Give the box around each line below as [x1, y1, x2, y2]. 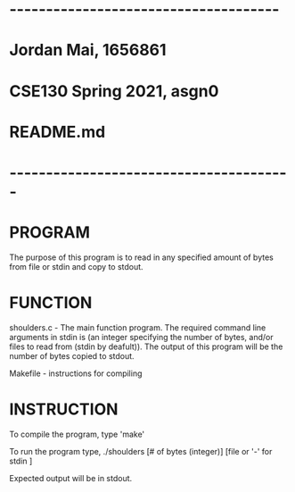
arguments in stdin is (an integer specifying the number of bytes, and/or [9, 331, 274, 342]
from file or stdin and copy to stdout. [9, 261, 144, 271]
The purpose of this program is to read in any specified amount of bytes [9, 252, 274, 263]
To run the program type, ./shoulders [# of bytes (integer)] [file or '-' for [9, 446, 273, 456]
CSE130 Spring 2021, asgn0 [9, 80, 219, 101]
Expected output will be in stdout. [9, 472, 133, 483]
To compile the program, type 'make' [9, 429, 145, 439]
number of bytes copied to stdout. [9, 350, 135, 361]
